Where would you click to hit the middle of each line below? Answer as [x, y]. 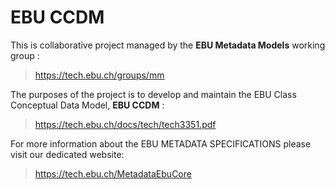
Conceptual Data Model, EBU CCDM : [87, 105]
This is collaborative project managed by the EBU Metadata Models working [168, 45]
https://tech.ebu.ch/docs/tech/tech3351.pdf [125, 124]
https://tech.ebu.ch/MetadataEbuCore [113, 173]
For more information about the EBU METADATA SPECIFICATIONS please [161, 143]
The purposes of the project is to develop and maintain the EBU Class [153, 94]
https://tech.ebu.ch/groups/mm [99, 75]
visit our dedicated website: [67, 154]
